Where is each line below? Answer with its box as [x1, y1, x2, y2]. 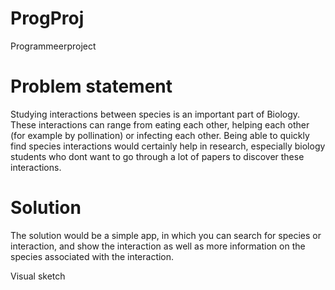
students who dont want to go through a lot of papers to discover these [10, 150, 305, 162]
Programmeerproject [10, 40, 97, 52]
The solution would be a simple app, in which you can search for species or [10, 229, 322, 241]
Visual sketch [10, 270, 66, 282]
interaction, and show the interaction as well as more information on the [10, 240, 306, 252]
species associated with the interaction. [10, 250, 175, 262]
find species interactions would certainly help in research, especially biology [10, 140, 326, 152]
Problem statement [10, 75, 173, 98]
